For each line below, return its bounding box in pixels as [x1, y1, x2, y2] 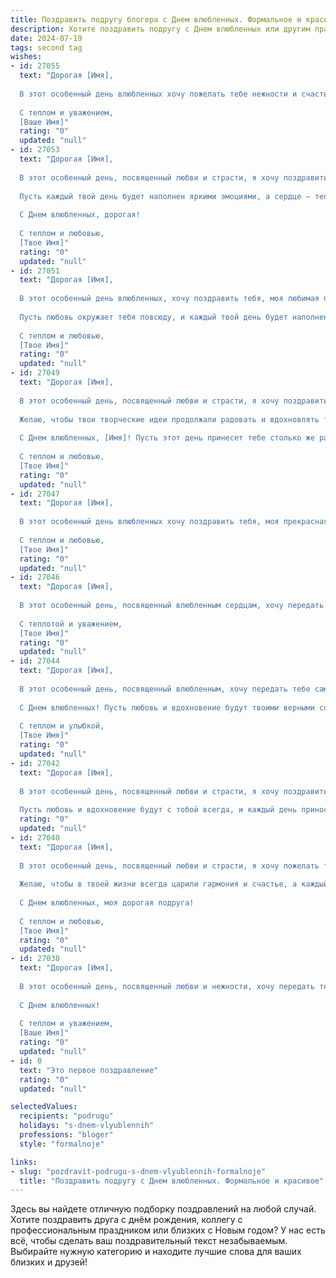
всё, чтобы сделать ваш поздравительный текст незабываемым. [10, 1235, 288, 1247]
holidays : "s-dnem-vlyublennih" [19, 1121, 155, 1131]
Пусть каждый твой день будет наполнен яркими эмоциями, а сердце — [19, 191, 311, 201]
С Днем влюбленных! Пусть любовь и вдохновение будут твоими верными [19, 702, 315, 713]
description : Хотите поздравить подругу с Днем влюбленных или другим [10, 24, 311, 34]
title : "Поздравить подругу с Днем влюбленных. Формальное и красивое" [19, 1176, 325, 1186]
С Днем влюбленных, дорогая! [19, 210, 141, 220]
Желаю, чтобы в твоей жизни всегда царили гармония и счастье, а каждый [19, 879, 329, 890]
